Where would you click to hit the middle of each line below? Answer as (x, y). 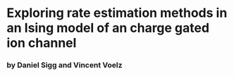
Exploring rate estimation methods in (117, 13)
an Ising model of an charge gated (108, 28)
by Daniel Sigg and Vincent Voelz (64, 65)
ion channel (42, 43)
